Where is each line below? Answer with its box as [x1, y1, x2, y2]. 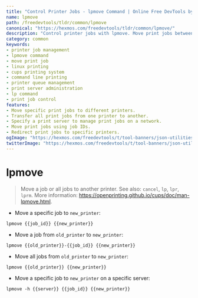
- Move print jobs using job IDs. [6, 124, 91, 130]
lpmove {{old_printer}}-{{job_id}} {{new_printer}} [6, 243, 136, 248]
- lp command [6, 91, 38, 97]
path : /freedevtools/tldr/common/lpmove [6, 19, 107, 25]
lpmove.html [20, 198, 51, 205]
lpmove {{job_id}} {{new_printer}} [6, 221, 94, 227]
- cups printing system [6, 69, 65, 75]
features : [6, 101, 31, 108]
